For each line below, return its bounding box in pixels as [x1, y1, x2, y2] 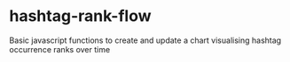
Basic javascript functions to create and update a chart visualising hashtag [9, 35, 282, 45]
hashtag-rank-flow [9, 6, 152, 26]
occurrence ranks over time [9, 44, 111, 54]
